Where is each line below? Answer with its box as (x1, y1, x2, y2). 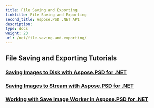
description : (5, 21, 33, 27)
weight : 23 (5, 31, 28, 36)
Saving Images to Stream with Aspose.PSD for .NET (5, 82, 134, 89)
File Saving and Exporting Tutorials (5, 54, 117, 63)
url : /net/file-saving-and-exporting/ (5, 36, 87, 41)
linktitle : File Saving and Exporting (5, 12, 87, 17)
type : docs (5, 26, 28, 31)
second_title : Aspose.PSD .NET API (5, 17, 80, 22)
